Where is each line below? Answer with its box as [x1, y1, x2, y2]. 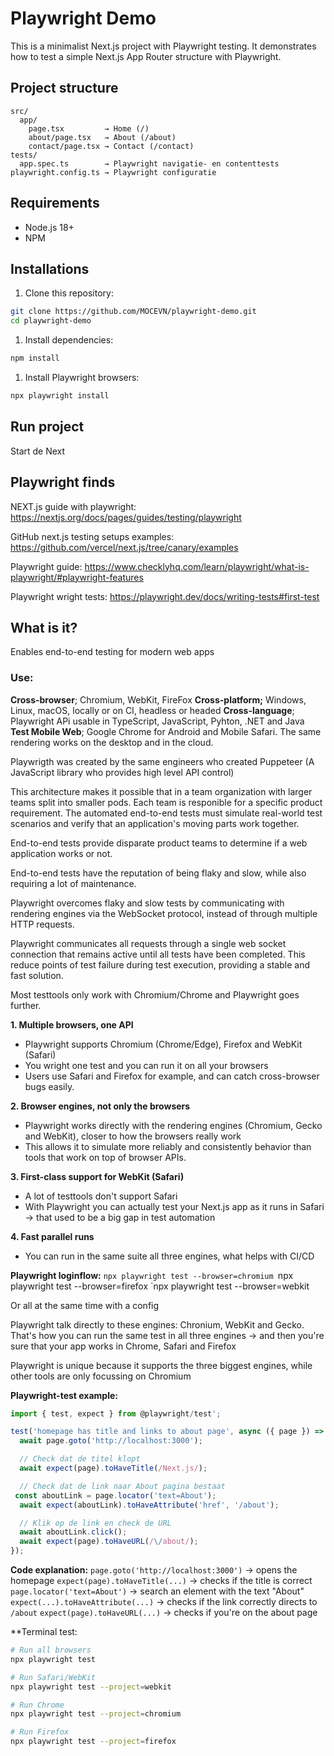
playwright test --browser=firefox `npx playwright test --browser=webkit [10, 1280, 310, 1292]
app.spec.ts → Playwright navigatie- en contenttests [19, 158, 280, 169]
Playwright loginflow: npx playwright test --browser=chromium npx [10, 1269, 294, 1281]
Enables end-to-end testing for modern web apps [10, 646, 215, 658]
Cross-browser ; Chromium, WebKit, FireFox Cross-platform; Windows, [10, 693, 307, 706]
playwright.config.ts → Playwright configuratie [10, 167, 217, 177]
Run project [10, 418, 85, 436]
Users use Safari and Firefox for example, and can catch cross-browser [24, 1070, 320, 1082]
